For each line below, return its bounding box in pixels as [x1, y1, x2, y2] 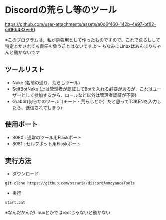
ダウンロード [12, 171, 39, 177]
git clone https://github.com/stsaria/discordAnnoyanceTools [5, 181, 135, 186]
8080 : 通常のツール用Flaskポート [12, 134, 82, 140]
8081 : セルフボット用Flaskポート [12, 140, 81, 147]
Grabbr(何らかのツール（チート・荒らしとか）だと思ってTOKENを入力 [12, 98, 157, 104]
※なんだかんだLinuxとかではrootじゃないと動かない [5, 210, 111, 216]
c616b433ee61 [5, 26, 36, 32]
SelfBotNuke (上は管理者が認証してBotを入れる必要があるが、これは [12, 86, 153, 92]
